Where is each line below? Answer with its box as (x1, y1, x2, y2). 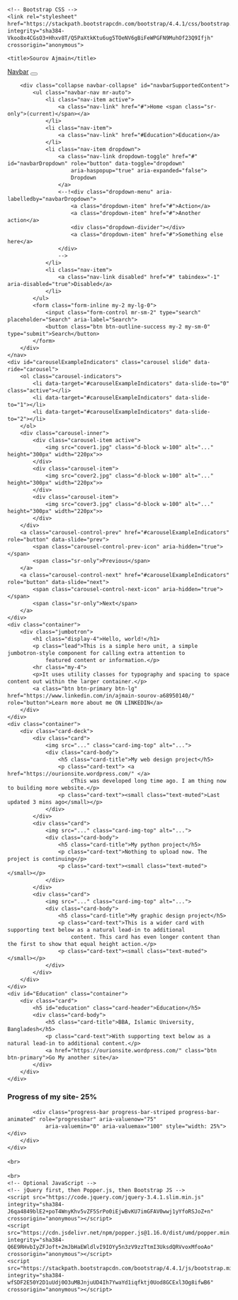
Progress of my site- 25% (7, 1091, 98, 1101)
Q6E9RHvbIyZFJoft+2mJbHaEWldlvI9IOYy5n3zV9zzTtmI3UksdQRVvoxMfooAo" (7, 1244, 214, 1251)
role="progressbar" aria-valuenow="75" (38, 1116, 157, 1123)
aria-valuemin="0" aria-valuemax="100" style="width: (45, 1123, 208, 1130)
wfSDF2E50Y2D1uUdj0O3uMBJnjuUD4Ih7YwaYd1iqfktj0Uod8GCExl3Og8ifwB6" (7, 1279, 214, 1287)
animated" (7, 1116, 37, 1123)
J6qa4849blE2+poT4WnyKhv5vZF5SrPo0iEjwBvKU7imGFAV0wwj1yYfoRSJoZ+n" (7, 1208, 214, 1216)
